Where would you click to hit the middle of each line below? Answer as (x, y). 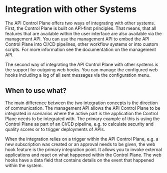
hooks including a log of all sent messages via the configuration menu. (78, 75)
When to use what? (36, 91)
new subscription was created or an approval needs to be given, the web (80, 144)
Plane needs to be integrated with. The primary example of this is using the (82, 119)
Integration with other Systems (71, 9)
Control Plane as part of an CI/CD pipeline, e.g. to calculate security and (79, 124)
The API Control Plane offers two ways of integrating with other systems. (80, 23)
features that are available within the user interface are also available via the (83, 33)
